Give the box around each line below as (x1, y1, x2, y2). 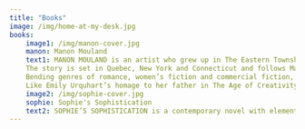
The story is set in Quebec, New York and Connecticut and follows (25, 64, 286, 74)
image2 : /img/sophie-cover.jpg (25, 89, 144, 98)
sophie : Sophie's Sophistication (25, 97, 152, 107)
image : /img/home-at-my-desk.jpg (9, 22, 136, 31)
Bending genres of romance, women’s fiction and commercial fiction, (25, 73, 295, 82)
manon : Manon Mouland (25, 47, 107, 56)
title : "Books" (9, 13, 67, 23)
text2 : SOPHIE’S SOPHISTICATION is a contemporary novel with (25, 106, 266, 115)
